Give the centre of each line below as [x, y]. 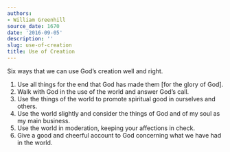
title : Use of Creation [41, 52]
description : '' [30, 39]
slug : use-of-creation [39, 45]
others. [27, 106]
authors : [20, 13]
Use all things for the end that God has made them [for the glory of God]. [120, 84]
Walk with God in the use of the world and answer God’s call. [103, 91]
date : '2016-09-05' [35, 33]
